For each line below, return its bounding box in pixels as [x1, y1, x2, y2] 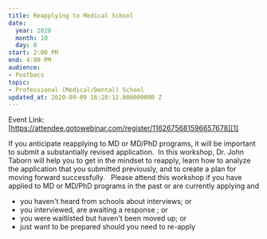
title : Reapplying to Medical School [8, 11, 134, 20]
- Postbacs [8, 71, 45, 79]
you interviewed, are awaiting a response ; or [19, 205, 169, 215]
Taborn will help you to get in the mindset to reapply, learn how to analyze [8, 156, 251, 166]
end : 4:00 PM [8, 57, 52, 65]
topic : [8, 78, 30, 86]
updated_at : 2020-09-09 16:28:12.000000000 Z [8, 93, 162, 101]
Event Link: [8, 115, 45, 124]
